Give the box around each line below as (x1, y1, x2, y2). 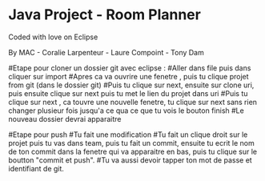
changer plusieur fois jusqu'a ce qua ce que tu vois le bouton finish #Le (8, 106, 244, 115)
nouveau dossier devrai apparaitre (8, 114, 122, 123)
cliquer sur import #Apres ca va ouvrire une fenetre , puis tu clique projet (8, 71, 250, 81)
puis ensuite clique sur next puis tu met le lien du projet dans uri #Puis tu (8, 88, 248, 98)
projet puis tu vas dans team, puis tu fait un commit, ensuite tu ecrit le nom (8, 138, 255, 147)
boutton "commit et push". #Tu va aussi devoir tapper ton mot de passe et (8, 155, 252, 165)
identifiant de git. (8, 163, 64, 173)
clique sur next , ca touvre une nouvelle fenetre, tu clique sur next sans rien (8, 97, 258, 107)
